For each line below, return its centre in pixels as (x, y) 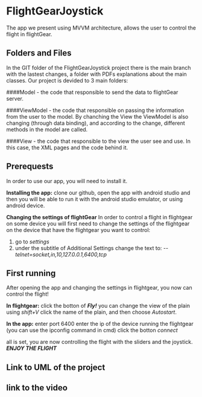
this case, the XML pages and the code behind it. (67, 147)
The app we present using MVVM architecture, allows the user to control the (101, 28)
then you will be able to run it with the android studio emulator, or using (94, 199)
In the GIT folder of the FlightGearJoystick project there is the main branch (99, 67)
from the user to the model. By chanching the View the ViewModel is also (97, 116)
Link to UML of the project (56, 367)
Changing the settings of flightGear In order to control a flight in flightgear (99, 217)
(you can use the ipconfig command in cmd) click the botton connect (92, 330)
